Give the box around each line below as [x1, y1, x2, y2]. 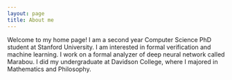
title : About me [7, 17, 54, 23]
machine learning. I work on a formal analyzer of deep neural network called [7, 50, 225, 59]
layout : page [7, 10, 45, 17]
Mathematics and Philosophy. [7, 65, 91, 73]
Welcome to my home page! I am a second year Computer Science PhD [7, 35, 212, 43]
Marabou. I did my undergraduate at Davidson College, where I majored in [7, 57, 218, 66]
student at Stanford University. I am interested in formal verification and [7, 43, 211, 51]
